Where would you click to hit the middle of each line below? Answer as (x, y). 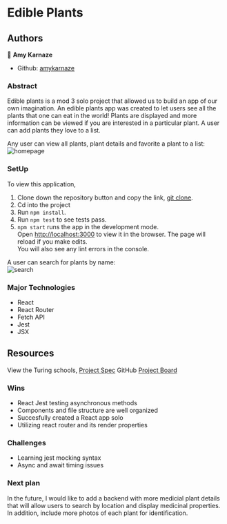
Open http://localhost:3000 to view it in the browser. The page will (111, 234)
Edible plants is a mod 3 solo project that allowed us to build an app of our (112, 101)
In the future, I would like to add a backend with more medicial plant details (113, 498)
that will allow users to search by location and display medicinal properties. (114, 505)
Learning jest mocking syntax (59, 458)
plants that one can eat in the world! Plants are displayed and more (102, 116)
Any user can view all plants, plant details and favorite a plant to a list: (106, 144)
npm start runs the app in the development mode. (88, 226)
